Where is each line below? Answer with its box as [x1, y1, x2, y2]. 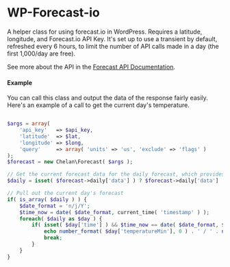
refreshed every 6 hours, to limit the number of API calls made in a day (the [7, 42, 219, 50]
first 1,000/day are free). [7, 49, 76, 58]
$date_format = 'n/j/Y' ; [19, 202, 90, 209]
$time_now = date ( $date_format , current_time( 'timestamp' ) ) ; [19, 209, 210, 216]
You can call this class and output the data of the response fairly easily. [7, 94, 209, 102]
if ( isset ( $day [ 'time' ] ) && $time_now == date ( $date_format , [31, 222, 219, 229]
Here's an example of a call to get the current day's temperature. [7, 101, 190, 109]
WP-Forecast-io [7, 5, 101, 21]
